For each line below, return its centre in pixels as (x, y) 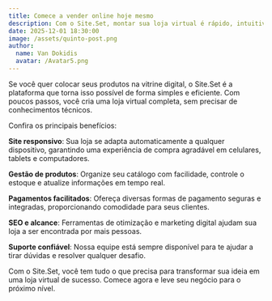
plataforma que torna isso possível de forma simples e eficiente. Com (124, 92)
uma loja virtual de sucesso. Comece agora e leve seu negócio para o (125, 279)
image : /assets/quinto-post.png (63, 38)
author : (21, 46)
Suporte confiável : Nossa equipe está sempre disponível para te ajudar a (131, 247)
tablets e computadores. (49, 158)
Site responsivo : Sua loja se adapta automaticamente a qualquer (117, 141)
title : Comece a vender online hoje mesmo (81, 16)
